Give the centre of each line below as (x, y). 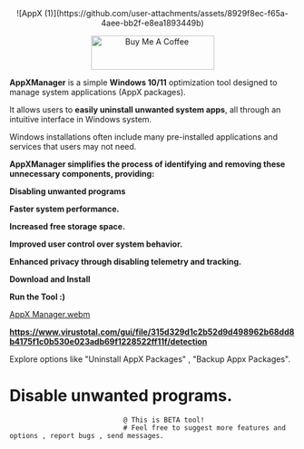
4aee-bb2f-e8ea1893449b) (152, 23)
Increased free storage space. (67, 226)
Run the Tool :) (37, 297)
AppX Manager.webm (50, 314)
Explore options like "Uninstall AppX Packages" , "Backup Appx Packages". (150, 359)
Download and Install (50, 279)
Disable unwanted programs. (121, 396)
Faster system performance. (64, 209)
